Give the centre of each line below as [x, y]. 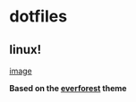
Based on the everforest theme [68, 88]
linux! [25, 50]
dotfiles [38, 17]
